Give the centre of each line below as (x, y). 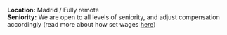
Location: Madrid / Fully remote (53, 10)
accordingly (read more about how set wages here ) (82, 24)
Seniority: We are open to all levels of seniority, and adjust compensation (113, 17)
